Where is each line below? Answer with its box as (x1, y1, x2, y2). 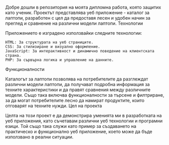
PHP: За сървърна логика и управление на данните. (5, 57, 114, 62)
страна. (5, 53, 22, 58)
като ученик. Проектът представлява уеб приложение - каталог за (5, 10, 150, 16)
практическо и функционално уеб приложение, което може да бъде (5, 128, 153, 134)
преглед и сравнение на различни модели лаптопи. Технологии (5, 20, 143, 26)
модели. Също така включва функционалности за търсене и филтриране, (5, 92, 164, 98)
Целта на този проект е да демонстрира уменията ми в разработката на (5, 113, 162, 118)
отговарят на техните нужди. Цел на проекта (5, 103, 102, 109)
